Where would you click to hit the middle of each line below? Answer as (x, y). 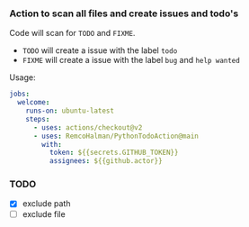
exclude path (46, 204)
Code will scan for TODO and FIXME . (72, 33)
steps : (38, 119)
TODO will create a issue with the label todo (100, 50)
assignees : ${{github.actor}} (106, 161)
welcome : (34, 103)
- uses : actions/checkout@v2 (88, 127)
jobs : (19, 94)
